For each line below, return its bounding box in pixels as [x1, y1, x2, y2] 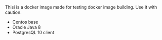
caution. [5, 9, 22, 15]
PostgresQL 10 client [12, 30, 54, 35]
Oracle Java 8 [12, 24, 41, 30]
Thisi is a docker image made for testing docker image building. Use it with [5, 4, 157, 10]
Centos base [12, 19, 39, 25]
